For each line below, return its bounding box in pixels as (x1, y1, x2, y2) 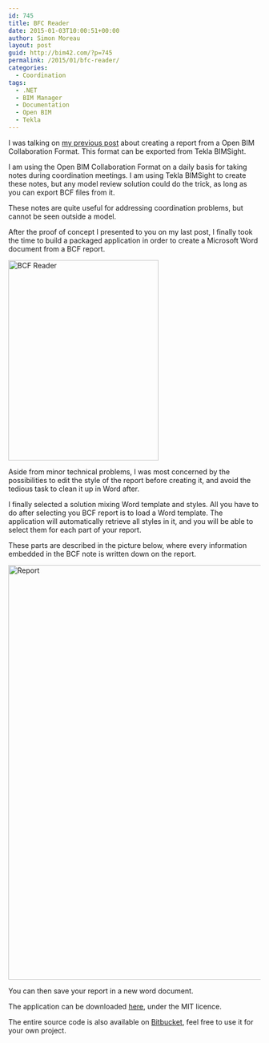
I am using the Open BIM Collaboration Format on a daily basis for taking (8, 162, 247, 171)
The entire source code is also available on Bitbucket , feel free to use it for (8, 1017, 254, 1026)
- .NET (15, 86, 38, 95)
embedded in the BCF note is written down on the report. (8, 549, 196, 558)
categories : (8, 64, 48, 72)
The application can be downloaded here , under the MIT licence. (8, 1001, 222, 1011)
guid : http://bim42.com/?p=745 (8, 49, 113, 57)
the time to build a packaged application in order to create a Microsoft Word (8, 236, 259, 245)
